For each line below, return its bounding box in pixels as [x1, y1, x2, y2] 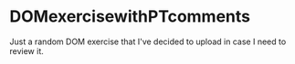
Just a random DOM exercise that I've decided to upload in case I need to [9, 36, 287, 47]
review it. [9, 45, 44, 56]
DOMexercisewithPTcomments [9, 6, 251, 27]
